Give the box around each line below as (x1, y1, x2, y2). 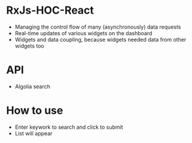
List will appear (14, 129, 53, 137)
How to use (6, 104, 63, 117)
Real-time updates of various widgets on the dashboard (14, 29, 153, 36)
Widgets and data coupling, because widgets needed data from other (14, 36, 187, 43)
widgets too (14, 42, 44, 49)
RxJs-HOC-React (6, 4, 95, 17)
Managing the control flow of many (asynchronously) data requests (14, 23, 181, 30)
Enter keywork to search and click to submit (14, 123, 123, 130)
